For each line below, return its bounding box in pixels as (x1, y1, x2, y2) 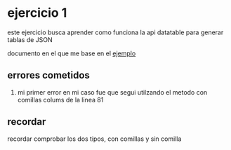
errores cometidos (7, 69, 90, 81)
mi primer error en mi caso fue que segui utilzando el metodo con (17, 88, 208, 96)
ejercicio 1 (7, 5, 67, 21)
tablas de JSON (7, 35, 53, 43)
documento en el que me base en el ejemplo (7, 49, 136, 57)
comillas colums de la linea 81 (17, 95, 104, 104)
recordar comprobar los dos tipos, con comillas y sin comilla (7, 135, 182, 143)
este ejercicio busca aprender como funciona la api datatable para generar (7, 28, 224, 36)
